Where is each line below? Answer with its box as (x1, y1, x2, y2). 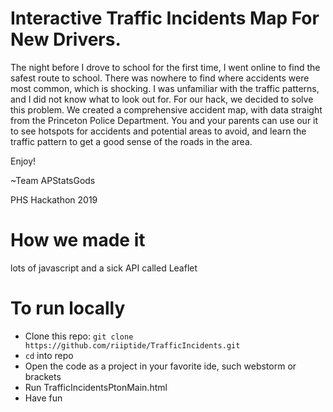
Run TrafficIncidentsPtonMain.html (24, 381, 168, 393)
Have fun (24, 392, 63, 404)
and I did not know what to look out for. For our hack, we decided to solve (10, 93, 314, 105)
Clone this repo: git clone (24, 330, 134, 342)
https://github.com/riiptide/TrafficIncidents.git (24, 340, 241, 351)
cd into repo (24, 349, 74, 361)
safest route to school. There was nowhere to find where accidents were (10, 72, 310, 84)
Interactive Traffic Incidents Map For (10, 7, 320, 30)
